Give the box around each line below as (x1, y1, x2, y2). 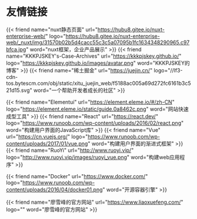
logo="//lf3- (153, 67, 183, 74)
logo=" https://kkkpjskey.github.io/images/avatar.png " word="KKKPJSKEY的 (6, 59, 190, 67)
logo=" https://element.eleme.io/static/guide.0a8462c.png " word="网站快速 (6, 105, 189, 112)
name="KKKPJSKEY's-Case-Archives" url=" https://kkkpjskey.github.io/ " (6, 52, 182, 59)
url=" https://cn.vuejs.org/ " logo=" (6, 133, 88, 140)
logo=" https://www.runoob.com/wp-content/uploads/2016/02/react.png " (6, 119, 184, 127)
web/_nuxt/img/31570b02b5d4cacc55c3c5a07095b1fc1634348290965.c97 (6, 39, 190, 46)
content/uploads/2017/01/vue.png (6, 140, 88, 147)
